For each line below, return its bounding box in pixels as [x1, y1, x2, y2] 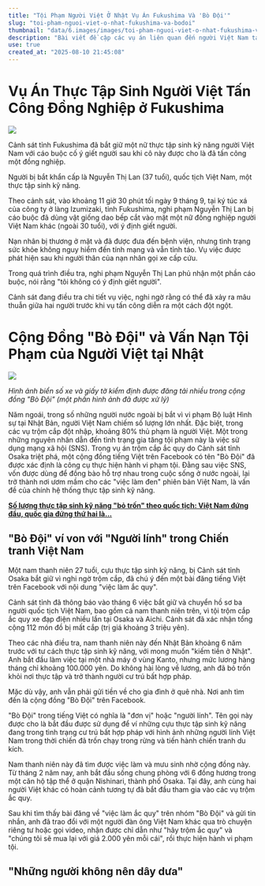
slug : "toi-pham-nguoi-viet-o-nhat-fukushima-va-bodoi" [8, 19, 196, 27]
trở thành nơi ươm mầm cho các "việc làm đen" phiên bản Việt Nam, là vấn [8, 477, 251, 486]
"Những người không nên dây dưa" [8, 865, 184, 878]
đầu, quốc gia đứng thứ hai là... [8, 509, 113, 518]
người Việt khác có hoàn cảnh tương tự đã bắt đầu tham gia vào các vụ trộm [8, 784, 256, 794]
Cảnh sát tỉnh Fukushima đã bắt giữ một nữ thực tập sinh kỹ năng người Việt [8, 140, 255, 149]
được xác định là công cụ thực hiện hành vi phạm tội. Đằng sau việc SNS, [8, 460, 247, 469]
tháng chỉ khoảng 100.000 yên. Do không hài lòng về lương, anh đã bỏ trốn [8, 663, 251, 673]
